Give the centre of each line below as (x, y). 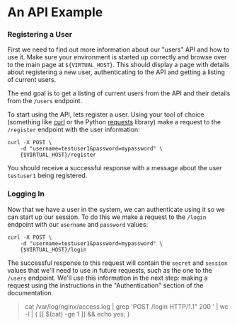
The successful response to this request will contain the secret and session (117, 263)
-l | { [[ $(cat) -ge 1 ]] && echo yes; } (77, 314)
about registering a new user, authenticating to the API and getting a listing (116, 72)
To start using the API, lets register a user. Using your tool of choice (106, 114)
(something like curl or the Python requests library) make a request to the (114, 122)
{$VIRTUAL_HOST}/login (53, 249)
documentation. (30, 292)
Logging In (26, 194)
